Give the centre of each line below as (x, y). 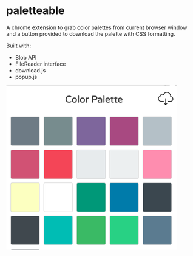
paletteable (36, 11)
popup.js (26, 77)
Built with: (19, 46)
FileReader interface (40, 64)
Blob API (26, 57)
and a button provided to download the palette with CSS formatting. (91, 33)
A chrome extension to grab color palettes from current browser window (97, 27)
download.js (30, 70)
